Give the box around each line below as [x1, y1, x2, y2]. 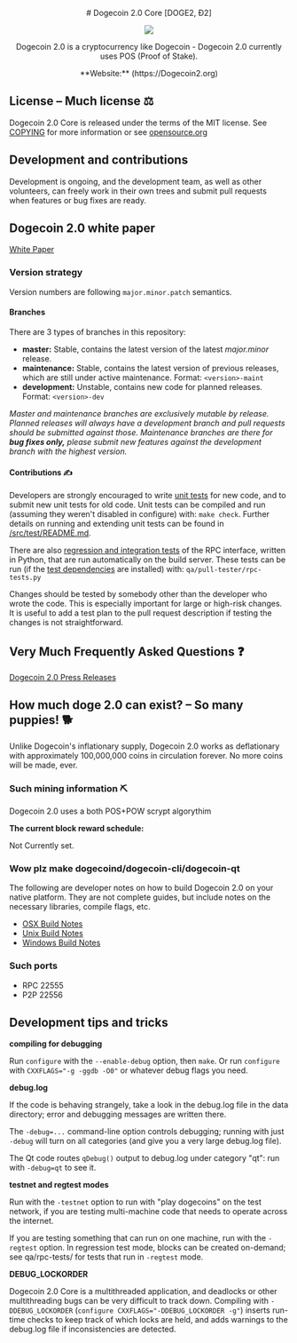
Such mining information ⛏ [9, 782, 129, 794]
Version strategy [9, 266, 83, 279]
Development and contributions [9, 153, 189, 168]
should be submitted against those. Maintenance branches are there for [9, 426, 273, 438]
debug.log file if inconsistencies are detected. [9, 1323, 176, 1335]
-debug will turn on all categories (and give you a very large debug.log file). [9, 1136, 282, 1147]
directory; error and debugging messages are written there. [9, 1109, 227, 1120]
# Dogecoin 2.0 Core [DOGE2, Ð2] [85, 8, 212, 18]
